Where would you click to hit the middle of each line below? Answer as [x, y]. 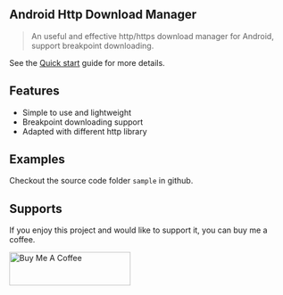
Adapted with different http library [84, 131]
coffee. [22, 240]
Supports [36, 209]
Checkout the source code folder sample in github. [101, 181]
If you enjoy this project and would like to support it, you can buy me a [138, 230]
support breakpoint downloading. [92, 45]
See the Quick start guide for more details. [87, 62]
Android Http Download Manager [103, 15]
